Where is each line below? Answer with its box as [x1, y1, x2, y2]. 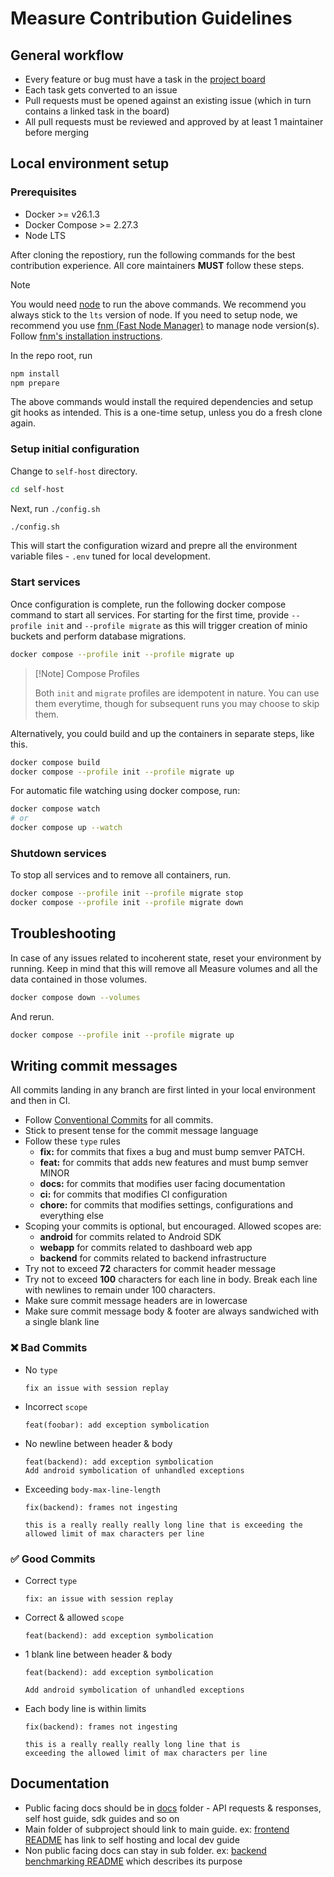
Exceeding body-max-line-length [24, 1483, 161, 1495]
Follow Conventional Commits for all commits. [24, 1114, 214, 1126]
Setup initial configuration [10, 442, 140, 456]
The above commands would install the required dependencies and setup [10, 396, 314, 408]
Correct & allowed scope [24, 1612, 125, 1624]
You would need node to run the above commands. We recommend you [10, 298, 307, 310]
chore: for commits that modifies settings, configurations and [39, 1199, 294, 1211]
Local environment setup [10, 155, 170, 172]
